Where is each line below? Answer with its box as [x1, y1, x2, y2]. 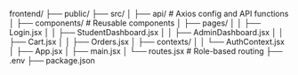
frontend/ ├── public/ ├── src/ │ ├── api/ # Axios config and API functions [9, 9, 289, 19]
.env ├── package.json [9, 56, 96, 65]
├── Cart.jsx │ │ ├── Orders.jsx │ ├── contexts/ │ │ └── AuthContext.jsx [9, 36, 285, 47]
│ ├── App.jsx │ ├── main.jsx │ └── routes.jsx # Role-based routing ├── [9, 46, 283, 56]
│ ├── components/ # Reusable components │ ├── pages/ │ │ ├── [9, 18, 262, 28]
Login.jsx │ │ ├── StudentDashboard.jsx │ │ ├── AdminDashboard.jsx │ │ [9, 27, 285, 37]
